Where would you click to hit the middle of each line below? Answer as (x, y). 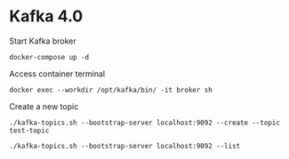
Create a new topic (44, 106)
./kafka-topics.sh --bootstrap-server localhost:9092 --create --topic (144, 123)
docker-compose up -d (49, 57)
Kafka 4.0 (46, 16)
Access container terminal (57, 74)
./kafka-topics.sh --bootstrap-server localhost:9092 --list (125, 146)
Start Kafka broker (43, 41)
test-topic (29, 131)
